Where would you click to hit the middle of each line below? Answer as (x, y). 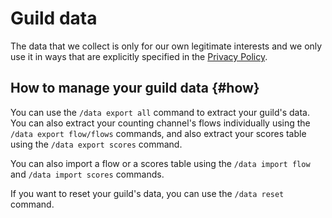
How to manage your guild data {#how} (135, 88)
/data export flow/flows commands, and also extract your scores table (158, 133)
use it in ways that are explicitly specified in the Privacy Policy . (139, 56)
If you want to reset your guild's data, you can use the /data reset (147, 193)
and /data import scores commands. (87, 174)
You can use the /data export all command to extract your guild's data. (160, 112)
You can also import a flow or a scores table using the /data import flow (160, 163)
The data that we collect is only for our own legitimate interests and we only (166, 46)
